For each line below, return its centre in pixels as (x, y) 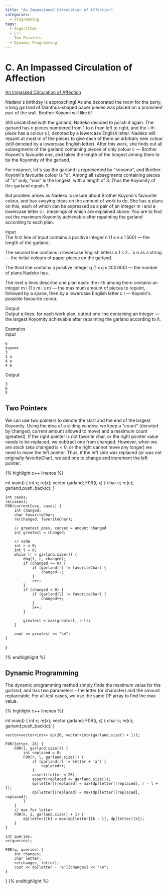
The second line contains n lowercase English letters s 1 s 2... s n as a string (83, 252)
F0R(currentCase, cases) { (33, 506)
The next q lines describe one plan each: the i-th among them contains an (81, 282)
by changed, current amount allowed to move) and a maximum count (76, 431)
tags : (11, 24)
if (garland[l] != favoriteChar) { (69, 594)
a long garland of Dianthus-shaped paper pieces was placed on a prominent (84, 107)
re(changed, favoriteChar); (43, 519)
